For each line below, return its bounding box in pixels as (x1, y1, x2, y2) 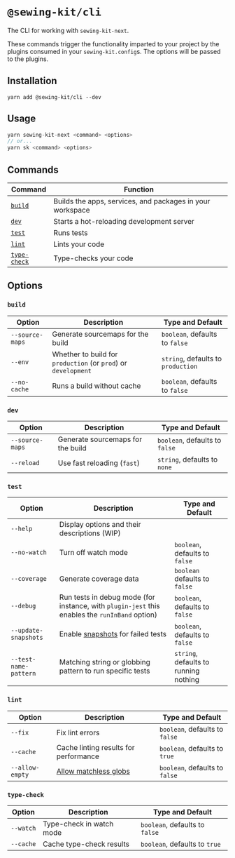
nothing (174, 675, 200, 685)
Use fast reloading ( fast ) (57, 458, 140, 468)
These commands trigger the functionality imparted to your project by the (7, 39, 220, 48)
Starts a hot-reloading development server (53, 217, 194, 226)
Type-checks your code (53, 253, 134, 263)
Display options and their (59, 520, 141, 530)
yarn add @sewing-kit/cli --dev (7, 93, 101, 100)
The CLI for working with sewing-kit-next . (7, 26, 129, 34)
